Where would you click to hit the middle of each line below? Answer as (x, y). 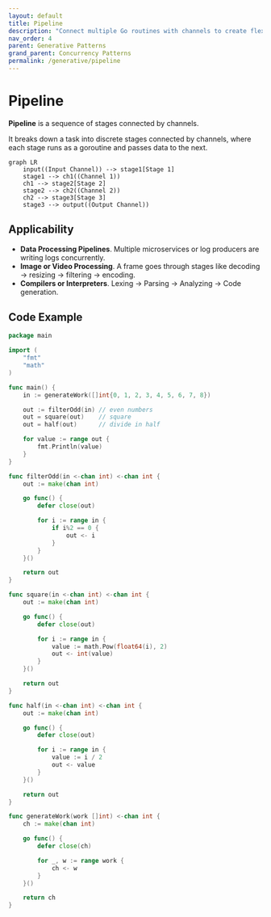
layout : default (35, 16)
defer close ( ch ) (65, 846)
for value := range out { (67, 440)
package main (30, 336)
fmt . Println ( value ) (70, 447)
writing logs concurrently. (63, 257)
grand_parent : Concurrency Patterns (70, 53)
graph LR (23, 162)
